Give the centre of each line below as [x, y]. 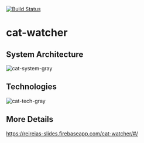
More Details [30, 119]
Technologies [32, 87]
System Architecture [45, 54]
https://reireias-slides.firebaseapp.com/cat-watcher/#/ [72, 133]
